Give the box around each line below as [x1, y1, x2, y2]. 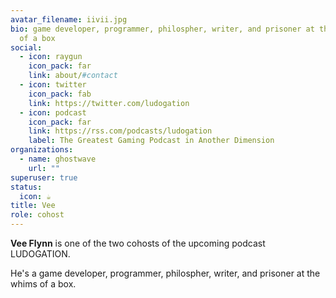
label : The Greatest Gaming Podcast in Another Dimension [28, 136, 275, 146]
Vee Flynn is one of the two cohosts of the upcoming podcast [10, 237, 266, 249]
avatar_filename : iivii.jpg [10, 14, 128, 25]
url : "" [28, 163, 60, 173]
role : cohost [10, 210, 65, 220]
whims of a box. [10, 278, 77, 290]
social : [10, 42, 43, 53]
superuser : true [10, 172, 78, 183]
